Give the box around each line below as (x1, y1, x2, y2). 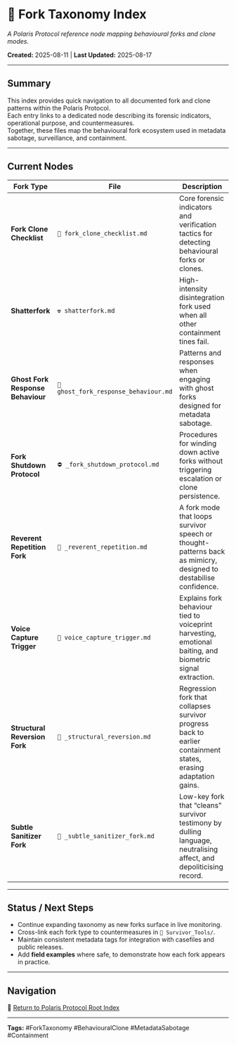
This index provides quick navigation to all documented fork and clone (7, 96, 211, 105)
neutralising (178, 844, 218, 854)
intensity (178, 284, 208, 294)
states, (178, 753, 202, 763)
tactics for (178, 228, 213, 238)
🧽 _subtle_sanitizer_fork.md (57, 832, 155, 840)
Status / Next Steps (7, 902, 94, 914)
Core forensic (178, 193, 225, 203)
